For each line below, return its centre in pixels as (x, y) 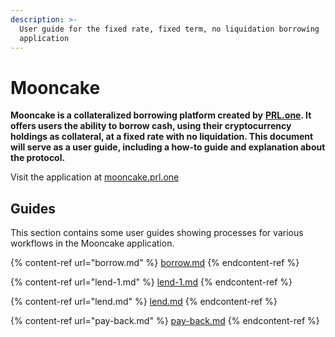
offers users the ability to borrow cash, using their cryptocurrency (151, 126)
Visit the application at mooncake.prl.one (95, 177)
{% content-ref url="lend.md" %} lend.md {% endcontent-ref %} (144, 302)
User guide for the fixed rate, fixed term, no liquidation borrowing (169, 29)
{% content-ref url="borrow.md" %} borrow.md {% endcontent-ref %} (155, 263)
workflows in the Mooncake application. (92, 243)
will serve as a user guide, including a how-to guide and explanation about (168, 147)
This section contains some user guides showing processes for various (157, 233)
